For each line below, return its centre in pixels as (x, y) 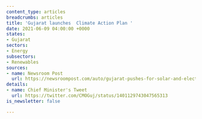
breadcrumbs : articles (35, 17)
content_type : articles (36, 12)
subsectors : (21, 56)
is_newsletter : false (33, 101)
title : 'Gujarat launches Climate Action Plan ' (70, 23)
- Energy (17, 51)
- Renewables (23, 62)
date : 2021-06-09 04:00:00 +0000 (48, 29)
